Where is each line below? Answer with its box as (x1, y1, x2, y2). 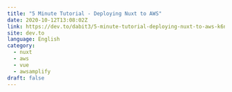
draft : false (7, 74, 45, 82)
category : (7, 42, 36, 49)
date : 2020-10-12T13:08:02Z (7, 17, 88, 24)
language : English (7, 36, 60, 43)
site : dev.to (7, 29, 45, 37)
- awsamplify (13, 68, 51, 75)
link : (7, 23, 23, 30)
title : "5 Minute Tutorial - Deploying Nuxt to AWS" (7, 10, 162, 17)
